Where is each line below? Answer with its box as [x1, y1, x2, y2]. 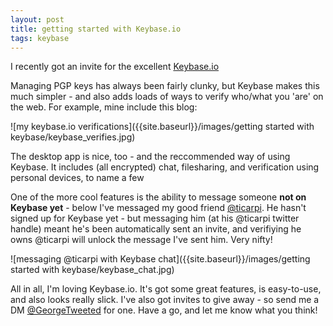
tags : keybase [10, 33, 70, 43]
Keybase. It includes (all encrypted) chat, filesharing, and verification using [10, 161, 320, 173]
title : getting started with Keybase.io [10, 24, 182, 34]
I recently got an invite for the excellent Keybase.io [10, 61, 220, 73]
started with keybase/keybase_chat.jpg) [10, 264, 175, 276]
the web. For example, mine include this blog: [10, 101, 198, 113]
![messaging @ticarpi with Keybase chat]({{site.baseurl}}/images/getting [10, 253, 311, 265]
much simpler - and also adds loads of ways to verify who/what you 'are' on [10, 91, 324, 103]
